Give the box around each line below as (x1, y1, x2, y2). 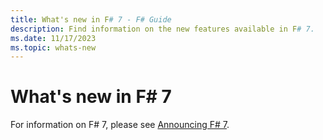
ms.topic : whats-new (10, 42, 97, 53)
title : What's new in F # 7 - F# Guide (10, 14, 172, 25)
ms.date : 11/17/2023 (10, 33, 97, 43)
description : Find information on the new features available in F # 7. (10, 24, 315, 34)
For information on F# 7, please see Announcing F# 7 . (10, 119, 230, 131)
